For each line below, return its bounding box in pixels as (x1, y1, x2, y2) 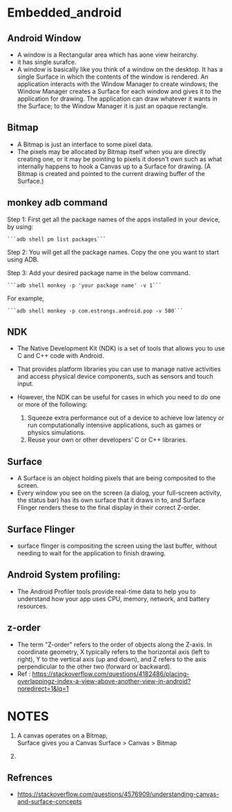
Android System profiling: (7, 569, 121, 581)
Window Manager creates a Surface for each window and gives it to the (17, 88, 222, 95)
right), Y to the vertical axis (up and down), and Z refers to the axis (17, 655, 207, 663)
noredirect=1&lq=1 (17, 684, 69, 693)
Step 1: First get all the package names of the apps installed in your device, (7, 215, 220, 224)
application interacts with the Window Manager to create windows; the (17, 80, 219, 88)
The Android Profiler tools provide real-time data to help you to (17, 587, 196, 595)
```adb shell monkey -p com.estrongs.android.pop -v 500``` (7, 307, 184, 315)
